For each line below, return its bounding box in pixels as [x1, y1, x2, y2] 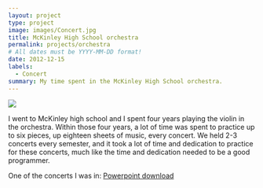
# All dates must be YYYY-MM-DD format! [8, 48, 143, 56]
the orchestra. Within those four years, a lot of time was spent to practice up [8, 122, 255, 131]
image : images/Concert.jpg [8, 26, 97, 34]
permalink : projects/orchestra [8, 41, 111, 49]
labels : [8, 63, 34, 71]
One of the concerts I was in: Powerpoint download [8, 171, 174, 180]
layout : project [8, 11, 61, 20]
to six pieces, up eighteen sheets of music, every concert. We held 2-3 [8, 131, 238, 140]
